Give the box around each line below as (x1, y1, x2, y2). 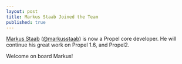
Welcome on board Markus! (6, 53, 73, 60)
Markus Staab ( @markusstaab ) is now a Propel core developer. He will (6, 35, 177, 42)
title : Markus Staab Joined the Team (6, 14, 99, 20)
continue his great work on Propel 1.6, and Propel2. (6, 41, 130, 48)
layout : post (6, 8, 38, 15)
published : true (6, 19, 46, 25)
